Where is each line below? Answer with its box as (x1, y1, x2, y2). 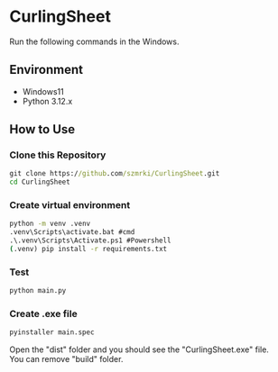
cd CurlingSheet (9, 177, 70, 186)
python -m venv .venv (9, 219, 91, 229)
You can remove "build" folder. (9, 354, 124, 365)
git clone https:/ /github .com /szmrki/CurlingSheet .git (9, 169, 220, 178)
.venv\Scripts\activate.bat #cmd (9, 228, 135, 237)
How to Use (9, 122, 76, 137)
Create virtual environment (9, 199, 131, 212)
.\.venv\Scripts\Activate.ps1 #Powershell (9, 236, 171, 245)
